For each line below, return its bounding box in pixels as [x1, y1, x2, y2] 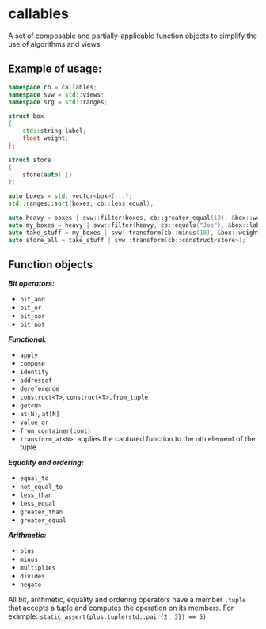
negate [19, 581, 42, 589]
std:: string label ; [22, 127, 87, 135]
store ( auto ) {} [22, 171, 73, 179]
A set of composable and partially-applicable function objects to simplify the [8, 31, 257, 40]
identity [19, 369, 49, 377]
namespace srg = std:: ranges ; [8, 98, 108, 106]
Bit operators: [8, 279, 55, 289]
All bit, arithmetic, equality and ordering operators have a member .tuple [8, 595, 247, 604]
